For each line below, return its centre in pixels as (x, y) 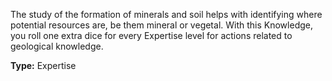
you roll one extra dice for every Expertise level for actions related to (151, 35)
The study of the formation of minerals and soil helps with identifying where (166, 14)
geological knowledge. (57, 46)
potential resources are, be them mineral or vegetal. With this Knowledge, (161, 25)
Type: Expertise (43, 65)
